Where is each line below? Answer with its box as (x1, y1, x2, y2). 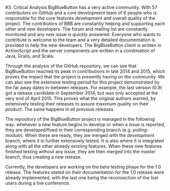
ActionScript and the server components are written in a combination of (5, 48, 155, 53)
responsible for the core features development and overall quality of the (5, 15, 156, 21)
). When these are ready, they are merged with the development (20, 132, 155, 138)
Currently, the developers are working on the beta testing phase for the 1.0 (5, 164, 161, 170)
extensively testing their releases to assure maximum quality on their (5, 101, 149, 106)
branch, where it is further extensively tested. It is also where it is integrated (5, 138, 164, 144)
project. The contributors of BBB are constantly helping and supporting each (5, 20, 165, 26)
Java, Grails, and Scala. (5, 53, 54, 59)
